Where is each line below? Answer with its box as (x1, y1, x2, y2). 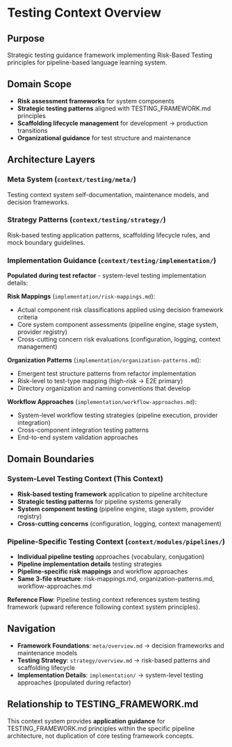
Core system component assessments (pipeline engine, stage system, (17, 321, 219, 329)
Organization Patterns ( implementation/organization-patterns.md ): (7, 356, 201, 364)
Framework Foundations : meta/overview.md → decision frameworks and (17, 641, 224, 650)
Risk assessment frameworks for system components (17, 96, 175, 105)
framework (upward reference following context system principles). (7, 603, 200, 612)
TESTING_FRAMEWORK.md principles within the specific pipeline (7, 724, 195, 732)
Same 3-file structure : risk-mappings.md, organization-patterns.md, (17, 575, 215, 583)
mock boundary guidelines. (7, 238, 85, 246)
